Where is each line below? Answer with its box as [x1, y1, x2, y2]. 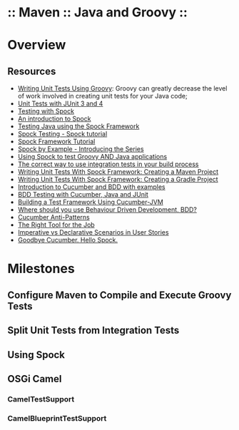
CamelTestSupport [7, 394, 75, 404]
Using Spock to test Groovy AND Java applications [17, 153, 168, 161]
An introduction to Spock [17, 115, 91, 123]
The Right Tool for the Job [17, 220, 95, 229]
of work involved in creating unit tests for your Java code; [17, 92, 188, 101]
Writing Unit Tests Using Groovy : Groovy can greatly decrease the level [17, 84, 228, 93]
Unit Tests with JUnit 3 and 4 [17, 99, 103, 108]
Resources [7, 65, 56, 77]
